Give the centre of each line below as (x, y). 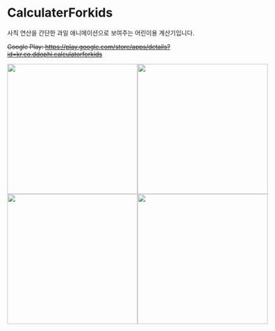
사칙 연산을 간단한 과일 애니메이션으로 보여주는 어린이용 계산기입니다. (101, 33)
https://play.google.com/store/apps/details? (108, 46)
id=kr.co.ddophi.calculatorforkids (55, 54)
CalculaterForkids (60, 13)
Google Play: (25, 46)
